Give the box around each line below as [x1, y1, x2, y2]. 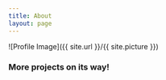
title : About [8, 11, 52, 20]
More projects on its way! [8, 61, 110, 73]
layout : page [8, 19, 52, 27]
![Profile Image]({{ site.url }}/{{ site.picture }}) [8, 41, 159, 51]
